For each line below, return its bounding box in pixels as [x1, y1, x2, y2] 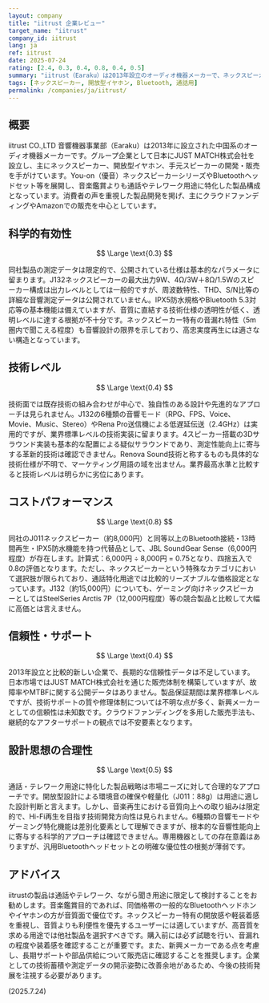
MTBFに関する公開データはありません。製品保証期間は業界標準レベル [29, 687, 259, 698]
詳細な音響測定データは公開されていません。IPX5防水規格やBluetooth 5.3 [8, 295, 250, 305]
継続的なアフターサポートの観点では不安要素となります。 [8, 718, 197, 727]
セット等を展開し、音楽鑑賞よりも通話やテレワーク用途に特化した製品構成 [14, 181, 261, 191]
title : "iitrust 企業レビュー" [8, 19, 106, 27]
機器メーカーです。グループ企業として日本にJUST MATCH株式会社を [29, 151, 255, 160]
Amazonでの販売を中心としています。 [35, 201, 162, 211]
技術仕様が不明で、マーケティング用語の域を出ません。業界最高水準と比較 [8, 459, 253, 469]
